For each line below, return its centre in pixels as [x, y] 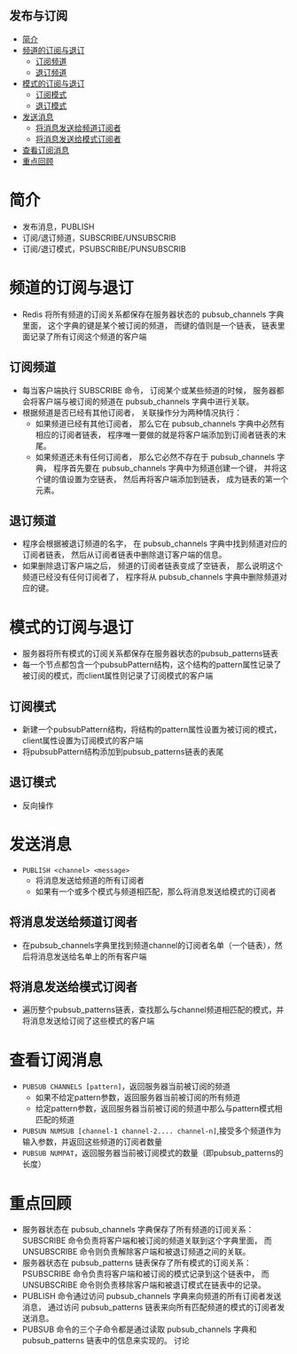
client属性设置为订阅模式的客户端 [82, 740]
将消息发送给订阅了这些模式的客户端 [88, 1021]
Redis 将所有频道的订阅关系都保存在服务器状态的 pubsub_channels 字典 [153, 314]
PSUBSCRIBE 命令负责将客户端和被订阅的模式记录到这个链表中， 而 [145, 1274]
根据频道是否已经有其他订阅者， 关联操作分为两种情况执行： [132, 412]
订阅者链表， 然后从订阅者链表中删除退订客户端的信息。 [124, 555]
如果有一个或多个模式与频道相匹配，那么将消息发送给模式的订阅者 [156, 891]
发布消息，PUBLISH [58, 226]
